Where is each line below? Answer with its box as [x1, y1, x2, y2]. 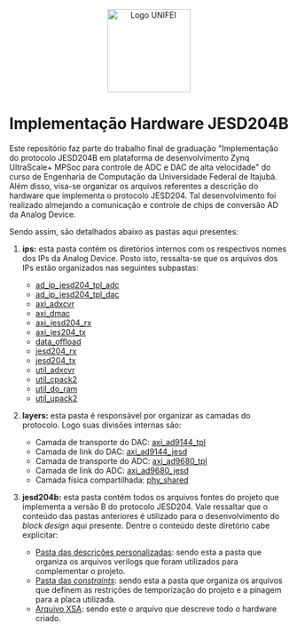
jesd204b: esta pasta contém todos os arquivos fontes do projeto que [21, 491, 279, 502]
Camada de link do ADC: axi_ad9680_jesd [35, 465, 189, 475]
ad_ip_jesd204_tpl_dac [35, 289, 120, 300]
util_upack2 [35, 393, 78, 403]
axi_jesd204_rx [35, 317, 92, 328]
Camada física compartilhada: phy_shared [35, 475, 189, 485]
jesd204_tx [35, 355, 77, 365]
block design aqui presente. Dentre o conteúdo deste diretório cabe [21, 520, 270, 531]
